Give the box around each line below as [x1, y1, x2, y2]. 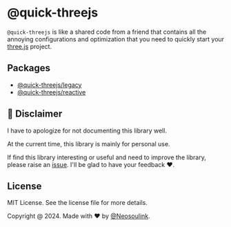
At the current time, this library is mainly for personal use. [7, 139, 170, 148]
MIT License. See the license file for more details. [7, 199, 148, 207]
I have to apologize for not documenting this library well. [7, 126, 168, 135]
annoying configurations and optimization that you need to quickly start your [7, 34, 225, 43]
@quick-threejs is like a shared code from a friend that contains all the [7, 28, 207, 36]
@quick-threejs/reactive [17, 88, 86, 96]
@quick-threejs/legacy [17, 81, 82, 89]
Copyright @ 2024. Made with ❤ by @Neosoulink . [7, 212, 150, 220]
